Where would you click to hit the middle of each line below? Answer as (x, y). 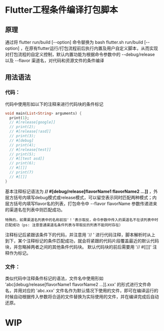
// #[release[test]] (30, 149)
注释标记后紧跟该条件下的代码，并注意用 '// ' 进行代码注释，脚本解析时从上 (80, 234)
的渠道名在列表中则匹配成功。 (35, 209)
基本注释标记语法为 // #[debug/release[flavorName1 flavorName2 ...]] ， (79, 191)
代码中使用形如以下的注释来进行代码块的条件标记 (54, 104)
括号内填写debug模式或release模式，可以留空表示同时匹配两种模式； (83, 197)
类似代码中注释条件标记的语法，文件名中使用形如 (54, 278)
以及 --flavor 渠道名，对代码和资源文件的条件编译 (55, 61)
